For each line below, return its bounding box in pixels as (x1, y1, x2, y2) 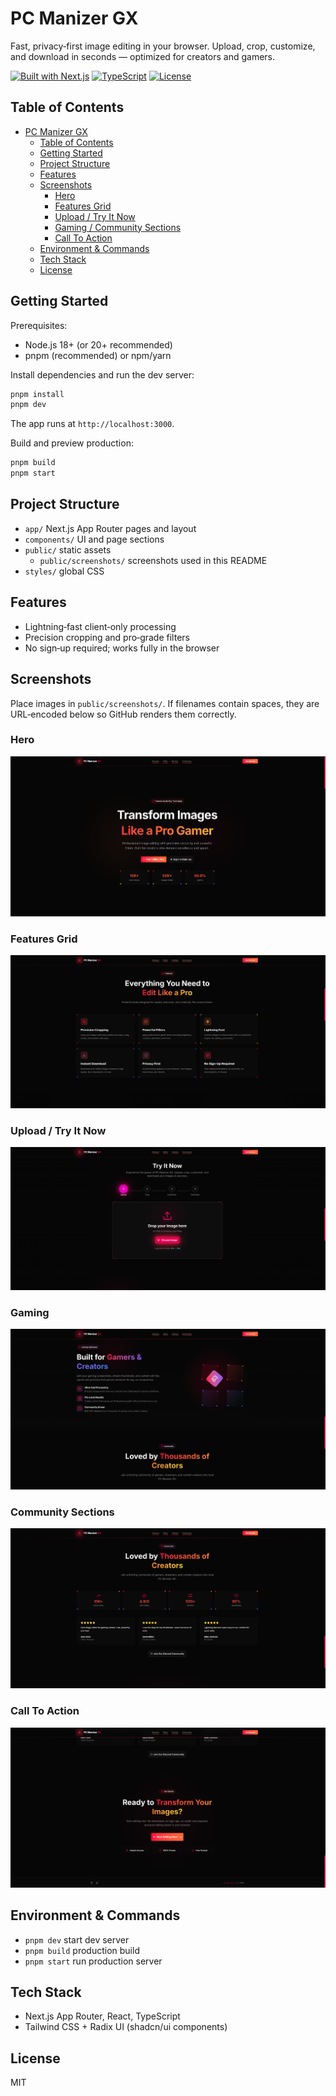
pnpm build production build (24, 1944, 140, 1956)
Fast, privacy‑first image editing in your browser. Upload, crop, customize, (10, 40, 316, 52)
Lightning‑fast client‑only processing (24, 620, 177, 632)
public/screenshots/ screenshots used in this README (39, 554, 268, 566)
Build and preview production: (10, 437, 134, 449)
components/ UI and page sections (24, 533, 165, 545)
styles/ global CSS (24, 565, 105, 577)
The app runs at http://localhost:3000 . (10, 418, 175, 430)
